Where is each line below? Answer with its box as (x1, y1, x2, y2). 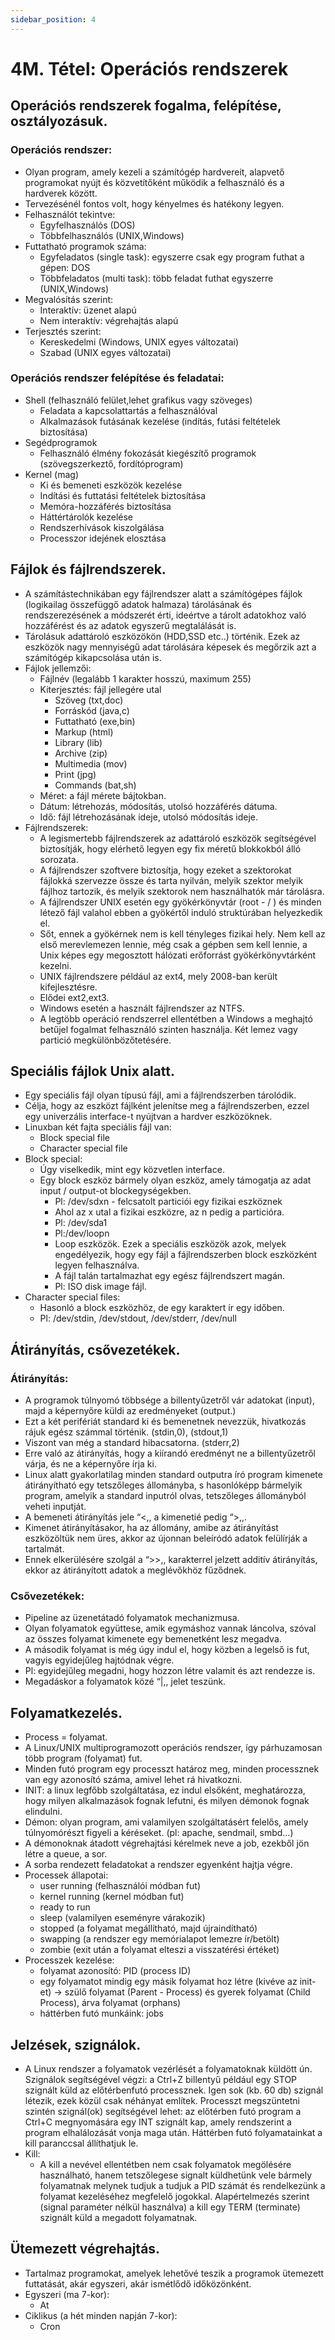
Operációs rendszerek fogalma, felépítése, (10, 97, 282, 115)
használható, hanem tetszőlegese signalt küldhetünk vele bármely (39, 2169, 313, 2181)
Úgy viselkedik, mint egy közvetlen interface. (39, 1164, 225, 1176)
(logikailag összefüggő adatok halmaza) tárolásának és (24, 598, 252, 610)
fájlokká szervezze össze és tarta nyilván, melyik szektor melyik (39, 874, 304, 886)
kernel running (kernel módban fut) (39, 1891, 185, 1903)
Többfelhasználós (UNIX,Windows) (39, 229, 185, 241)
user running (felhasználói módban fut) (39, 1880, 202, 1892)
